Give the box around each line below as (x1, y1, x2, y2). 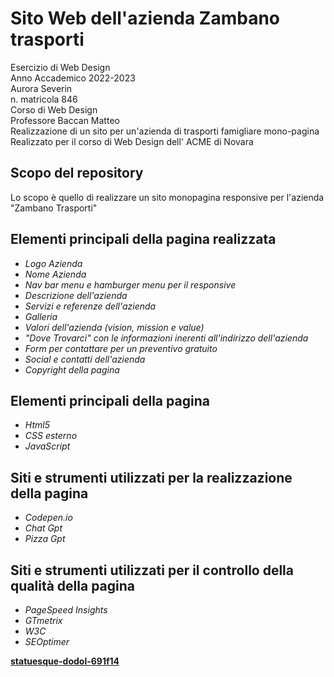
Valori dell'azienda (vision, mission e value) (24, 321, 205, 333)
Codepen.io (24, 512, 73, 524)
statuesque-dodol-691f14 (10, 655, 120, 667)
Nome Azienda (24, 268, 87, 280)
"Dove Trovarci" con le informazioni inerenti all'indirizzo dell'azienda (24, 332, 309, 344)
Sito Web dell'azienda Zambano (10, 7, 281, 30)
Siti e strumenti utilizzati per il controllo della (10, 562, 294, 579)
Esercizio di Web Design (10, 61, 111, 73)
